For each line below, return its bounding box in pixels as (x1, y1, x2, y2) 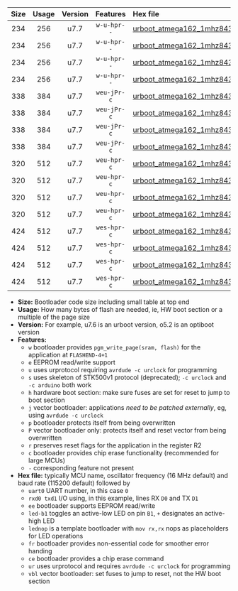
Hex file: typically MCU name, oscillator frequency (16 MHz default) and (17, 472, 229, 479)
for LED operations (28, 532, 84, 540)
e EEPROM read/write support (28, 358, 115, 367)
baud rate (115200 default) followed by (17, 479, 130, 487)
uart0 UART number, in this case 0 (28, 487, 129, 494)
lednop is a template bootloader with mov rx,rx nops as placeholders (28, 524, 229, 532)
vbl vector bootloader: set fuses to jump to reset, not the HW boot (28, 570, 222, 578)
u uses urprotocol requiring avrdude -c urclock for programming (28, 366, 217, 374)
